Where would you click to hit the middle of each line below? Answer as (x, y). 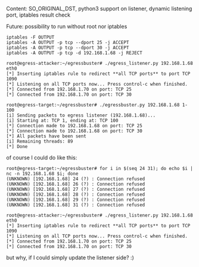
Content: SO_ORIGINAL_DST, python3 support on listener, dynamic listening (99, 9)
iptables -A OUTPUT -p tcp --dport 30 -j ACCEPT (68, 48)
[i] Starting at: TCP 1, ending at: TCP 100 (62, 121)
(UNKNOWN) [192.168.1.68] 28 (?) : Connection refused (76, 194)
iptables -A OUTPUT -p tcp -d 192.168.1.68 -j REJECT (74, 53)
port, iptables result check (38, 15)
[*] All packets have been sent (46, 136)
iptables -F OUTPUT (30, 37)
